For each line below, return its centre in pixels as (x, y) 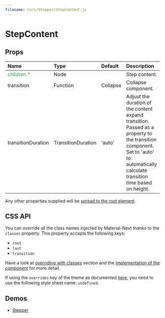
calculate (137, 170)
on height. (138, 189)
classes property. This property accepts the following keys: (65, 233)
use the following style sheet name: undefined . (52, 283)
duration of (139, 102)
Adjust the (138, 96)
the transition (141, 139)
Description (140, 66)
